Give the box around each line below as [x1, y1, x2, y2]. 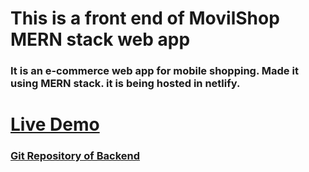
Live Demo [10, 113, 100, 136]
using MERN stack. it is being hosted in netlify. [10, 77, 241, 91]
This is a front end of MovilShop [10, 7, 280, 30]
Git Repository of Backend [10, 149, 141, 163]
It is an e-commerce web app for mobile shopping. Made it [10, 64, 299, 78]
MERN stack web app [10, 28, 191, 51]
